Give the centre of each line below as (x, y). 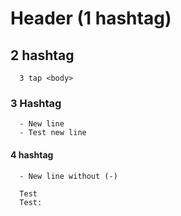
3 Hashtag (36, 103)
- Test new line (53, 133)
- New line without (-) (68, 176)
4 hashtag (32, 154)
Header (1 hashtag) (91, 18)
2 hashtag (42, 55)
